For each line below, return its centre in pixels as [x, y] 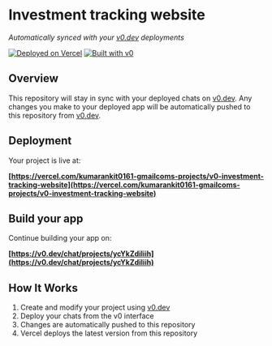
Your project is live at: [45, 160]
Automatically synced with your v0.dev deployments [96, 37]
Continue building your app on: [60, 238]
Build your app [46, 218]
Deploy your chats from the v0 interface [87, 316]
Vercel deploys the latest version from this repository [109, 333]
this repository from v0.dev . [55, 115]
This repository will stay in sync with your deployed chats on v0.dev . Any [130, 98]
